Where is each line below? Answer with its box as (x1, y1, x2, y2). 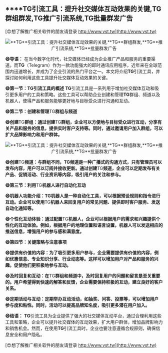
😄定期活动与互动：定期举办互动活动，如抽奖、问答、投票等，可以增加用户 (5, 295, 159, 301)
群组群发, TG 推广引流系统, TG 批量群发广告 (5, 14, 133, 22)
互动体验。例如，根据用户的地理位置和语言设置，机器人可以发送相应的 (18, 222, 163, 228)
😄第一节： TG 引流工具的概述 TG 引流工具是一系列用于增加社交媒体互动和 (5, 85, 155, 91)
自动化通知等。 (5, 205, 36, 211)
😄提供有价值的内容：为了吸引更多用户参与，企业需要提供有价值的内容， (5, 249, 154, 255)
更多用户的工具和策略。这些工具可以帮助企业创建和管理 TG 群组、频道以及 (9, 91, 160, 97)
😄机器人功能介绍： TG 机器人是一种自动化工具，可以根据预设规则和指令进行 (5, 192, 161, 198)
